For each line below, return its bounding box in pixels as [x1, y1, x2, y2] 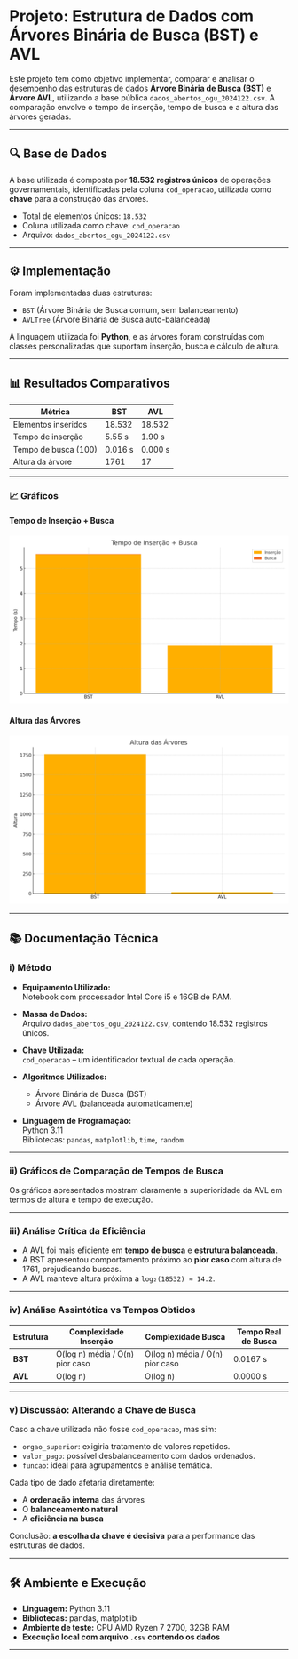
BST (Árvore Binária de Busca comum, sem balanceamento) [21, 304, 239, 315]
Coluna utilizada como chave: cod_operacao [21, 220, 180, 230]
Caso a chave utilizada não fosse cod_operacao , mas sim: [9, 1424, 217, 1435]
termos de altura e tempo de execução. [9, 1194, 153, 1206]
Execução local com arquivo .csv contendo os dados [21, 1631, 220, 1642]
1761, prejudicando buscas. [21, 1264, 122, 1275]
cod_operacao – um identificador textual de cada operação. [21, 1054, 237, 1064]
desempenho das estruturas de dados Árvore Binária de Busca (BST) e [9, 83, 271, 93]
